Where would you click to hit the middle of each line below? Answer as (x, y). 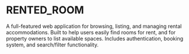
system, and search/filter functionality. (52, 45)
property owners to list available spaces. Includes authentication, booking (95, 38)
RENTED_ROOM (45, 10)
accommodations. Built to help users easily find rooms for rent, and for (91, 32)
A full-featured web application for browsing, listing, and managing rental (94, 26)
